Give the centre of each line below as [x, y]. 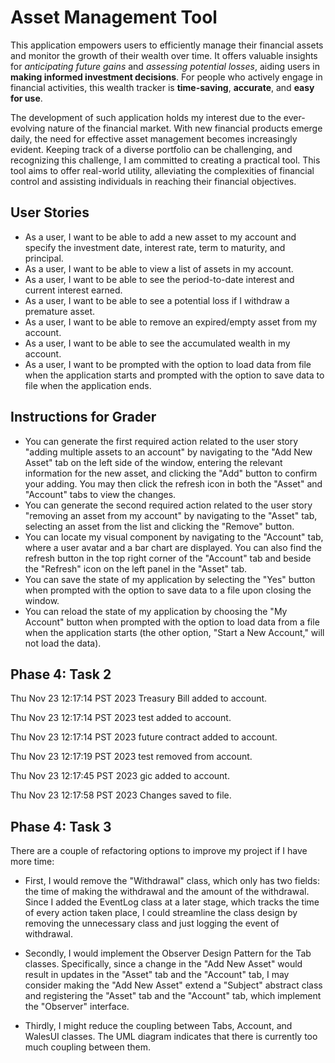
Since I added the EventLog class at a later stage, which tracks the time [172, 902]
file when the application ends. [88, 385]
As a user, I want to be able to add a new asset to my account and [160, 237]
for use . [26, 98]
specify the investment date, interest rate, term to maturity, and [155, 247]
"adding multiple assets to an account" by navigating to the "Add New [168, 452]
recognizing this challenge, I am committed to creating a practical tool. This [165, 160]
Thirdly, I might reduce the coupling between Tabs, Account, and [158, 1026]
